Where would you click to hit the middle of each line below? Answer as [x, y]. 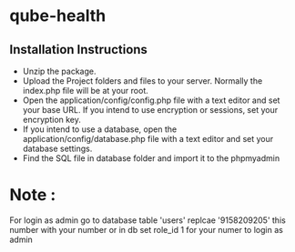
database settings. [57, 148]
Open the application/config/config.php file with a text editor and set [151, 100]
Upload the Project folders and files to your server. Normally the [142, 81]
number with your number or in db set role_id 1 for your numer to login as [147, 229]
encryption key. [52, 120]
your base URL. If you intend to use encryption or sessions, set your [150, 110]
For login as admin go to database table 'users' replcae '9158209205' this [148, 220]
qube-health [58, 16]
